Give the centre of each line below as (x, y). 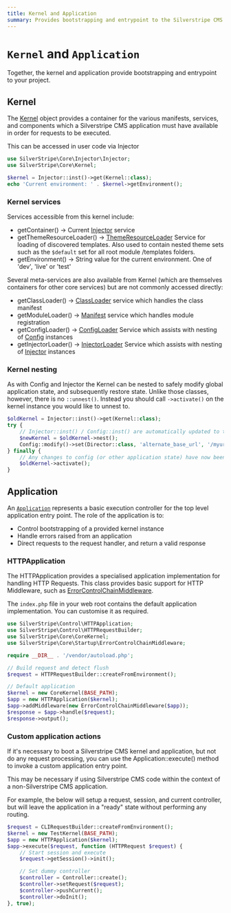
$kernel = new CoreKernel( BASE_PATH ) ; (63, 693)
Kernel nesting (32, 369)
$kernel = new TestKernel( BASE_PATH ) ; (63, 833)
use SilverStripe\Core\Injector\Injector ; (69, 159)
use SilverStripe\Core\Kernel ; (52, 166)
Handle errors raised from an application (74, 536)
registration (33, 322)
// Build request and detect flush (58, 668)
